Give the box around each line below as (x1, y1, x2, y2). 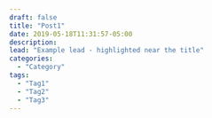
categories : (9, 54, 53, 63)
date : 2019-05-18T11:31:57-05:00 (9, 29, 133, 38)
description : (9, 37, 58, 47)
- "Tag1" (17, 79, 50, 88)
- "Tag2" (17, 87, 50, 96)
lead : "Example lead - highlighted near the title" (9, 46, 204, 55)
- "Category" (17, 63, 66, 72)
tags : (9, 71, 29, 80)
